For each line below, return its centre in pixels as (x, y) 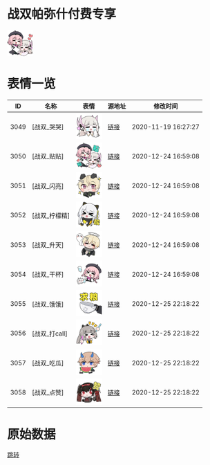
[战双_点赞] (48, 392)
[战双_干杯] (48, 275)
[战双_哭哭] (48, 127)
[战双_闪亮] (48, 186)
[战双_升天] (48, 245)
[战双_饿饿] (48, 304)
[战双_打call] (50, 334)
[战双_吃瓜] (48, 363)
